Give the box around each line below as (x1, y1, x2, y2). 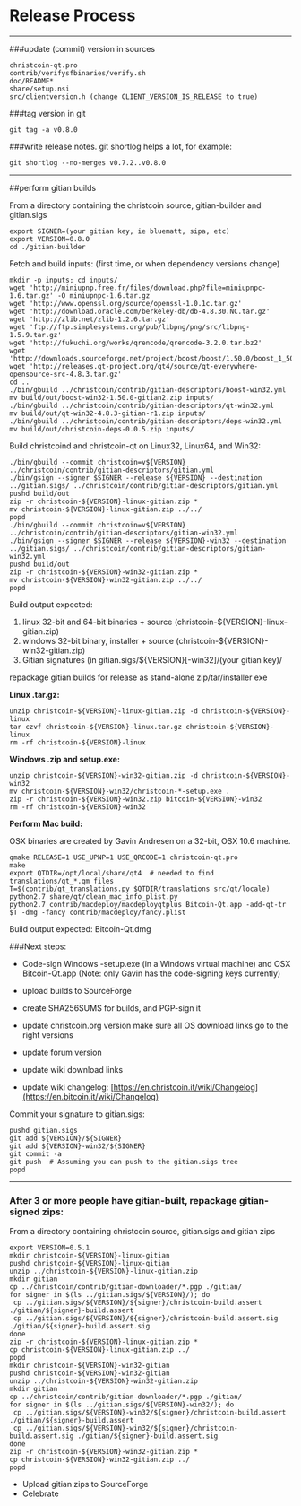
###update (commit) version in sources (9, 43, 155, 54)
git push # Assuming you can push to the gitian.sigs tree (9, 1157, 239, 1166)
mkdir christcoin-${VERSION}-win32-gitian (9, 1361, 170, 1371)
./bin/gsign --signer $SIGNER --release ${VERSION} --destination (9, 473, 262, 483)
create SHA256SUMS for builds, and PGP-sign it (21, 1002, 202, 1014)
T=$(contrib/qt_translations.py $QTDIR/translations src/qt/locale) (9, 884, 271, 893)
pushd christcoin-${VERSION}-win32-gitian (9, 1369, 170, 1378)
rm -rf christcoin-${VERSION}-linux (9, 737, 146, 747)
